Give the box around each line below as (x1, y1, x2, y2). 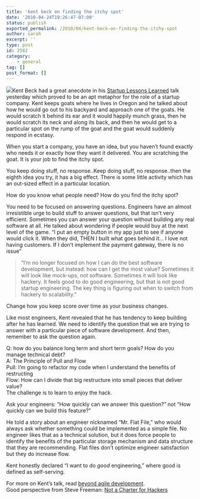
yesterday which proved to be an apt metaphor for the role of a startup (6, 93, 180, 100)
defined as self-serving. (6, 469, 65, 476)
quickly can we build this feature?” (6, 407, 91, 414)
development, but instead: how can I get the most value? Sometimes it (20, 265, 194, 273)
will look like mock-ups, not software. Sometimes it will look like (20, 272, 177, 279)
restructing (6, 370, 33, 377)
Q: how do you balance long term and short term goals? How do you (6, 345, 174, 352)
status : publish (6, 20, 47, 26)
